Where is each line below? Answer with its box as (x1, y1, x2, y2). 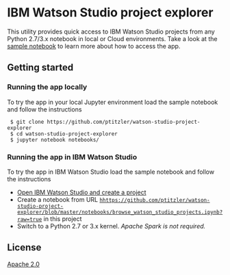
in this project (43, 214, 82, 223)
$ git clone (10, 118, 44, 125)
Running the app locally (7, 82, 88, 92)
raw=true (16, 215, 42, 223)
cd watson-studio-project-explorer (16, 130, 118, 137)
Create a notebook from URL (16, 195, 98, 203)
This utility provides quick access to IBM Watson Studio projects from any (7, 27, 216, 36)
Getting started (7, 62, 74, 73)
